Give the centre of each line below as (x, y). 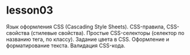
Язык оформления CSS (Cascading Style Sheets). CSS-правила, (86, 27)
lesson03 (30, 10)
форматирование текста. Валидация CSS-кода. (66, 46)
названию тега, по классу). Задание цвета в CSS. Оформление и (88, 39)
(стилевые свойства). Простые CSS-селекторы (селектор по (108, 33)
